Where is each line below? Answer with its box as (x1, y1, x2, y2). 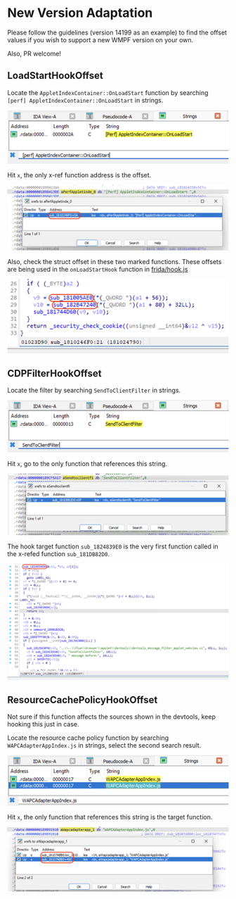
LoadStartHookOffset (7, 70, 104, 82)
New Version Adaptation (7, 5, 153, 21)
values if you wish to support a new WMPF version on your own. (7, 35, 194, 44)
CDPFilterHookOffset (7, 367, 102, 379)
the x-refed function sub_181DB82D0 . (7, 550, 110, 558)
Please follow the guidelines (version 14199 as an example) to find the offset (7, 28, 227, 37)
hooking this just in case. (7, 720, 79, 729)
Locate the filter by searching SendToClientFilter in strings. (7, 386, 181, 395)
